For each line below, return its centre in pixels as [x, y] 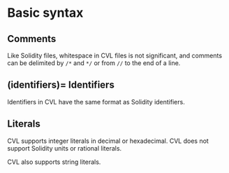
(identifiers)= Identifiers [61, 85]
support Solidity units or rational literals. [65, 148]
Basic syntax [45, 13]
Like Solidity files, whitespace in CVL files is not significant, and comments [114, 55]
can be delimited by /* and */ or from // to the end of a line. [94, 63]
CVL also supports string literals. [54, 162]
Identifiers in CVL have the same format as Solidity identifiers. [96, 102]
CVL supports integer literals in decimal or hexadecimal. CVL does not [108, 141]
